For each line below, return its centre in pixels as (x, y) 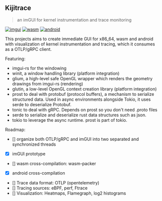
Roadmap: (15, 130)
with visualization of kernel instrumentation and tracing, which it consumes (80, 44)
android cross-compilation (38, 173)
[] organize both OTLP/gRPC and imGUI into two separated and (75, 139)
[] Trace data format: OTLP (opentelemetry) (56, 182)
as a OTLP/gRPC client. (28, 49)
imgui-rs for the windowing (39, 68)
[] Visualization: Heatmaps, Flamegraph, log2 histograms (69, 193)
